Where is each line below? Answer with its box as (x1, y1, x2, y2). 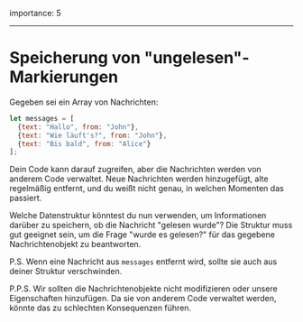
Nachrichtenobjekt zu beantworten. (9, 239, 142, 250)
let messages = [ (9, 114, 75, 123)
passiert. (9, 193, 42, 204)
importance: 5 (9, 8, 61, 18)
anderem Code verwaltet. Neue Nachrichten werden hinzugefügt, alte (9, 173, 269, 184)
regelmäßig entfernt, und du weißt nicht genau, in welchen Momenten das (9, 183, 284, 194)
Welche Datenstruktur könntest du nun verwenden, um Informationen (9, 210, 267, 221)
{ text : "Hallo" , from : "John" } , (17, 122, 140, 132)
